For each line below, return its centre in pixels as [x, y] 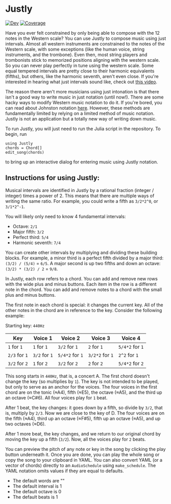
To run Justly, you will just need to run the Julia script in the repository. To [83, 129]
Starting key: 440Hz [25, 325]
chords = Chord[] [24, 148]
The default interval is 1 [37, 486]
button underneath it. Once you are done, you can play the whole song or [82, 454]
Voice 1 [43, 338]
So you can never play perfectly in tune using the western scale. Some [80, 65]
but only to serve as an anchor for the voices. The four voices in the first [81, 387]
